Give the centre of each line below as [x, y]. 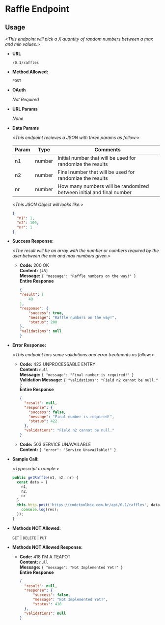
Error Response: [29, 345]
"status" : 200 [43, 322]
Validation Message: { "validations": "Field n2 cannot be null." [89, 380]
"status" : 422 [43, 421]
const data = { [32, 482]
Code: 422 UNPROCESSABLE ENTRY [57, 364]
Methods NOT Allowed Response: [47, 547]
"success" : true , [46, 313]
